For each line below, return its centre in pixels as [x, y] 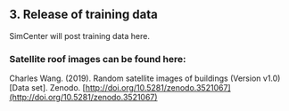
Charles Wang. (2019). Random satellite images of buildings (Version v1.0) [145, 78]
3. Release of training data [83, 15]
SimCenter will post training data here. [79, 36]
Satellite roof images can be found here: [98, 59]
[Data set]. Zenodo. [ [48, 88]
